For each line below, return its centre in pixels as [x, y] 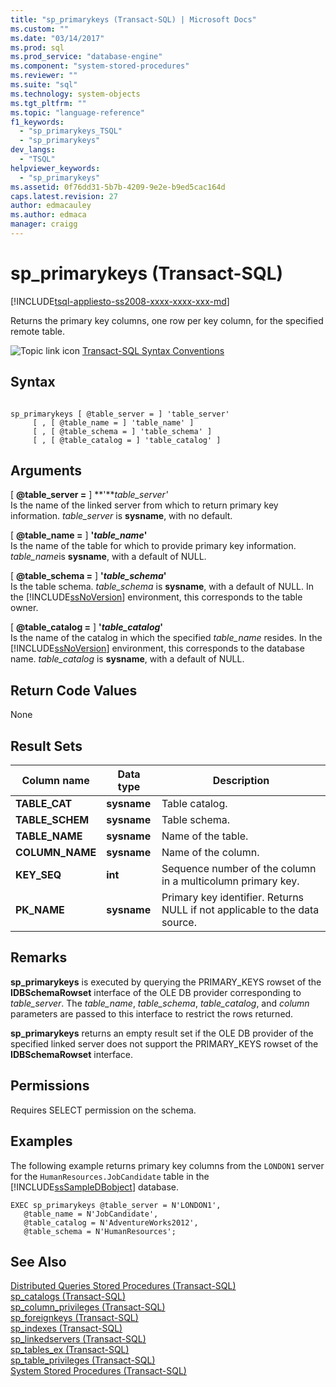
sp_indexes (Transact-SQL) [66, 1328]
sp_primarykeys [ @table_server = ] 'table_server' [120, 414]
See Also [38, 1261]
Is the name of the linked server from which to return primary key [144, 505]
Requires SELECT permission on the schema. [103, 1110]
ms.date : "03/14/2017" [57, 38]
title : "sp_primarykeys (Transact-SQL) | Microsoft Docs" [133, 19]
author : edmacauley [51, 206]
